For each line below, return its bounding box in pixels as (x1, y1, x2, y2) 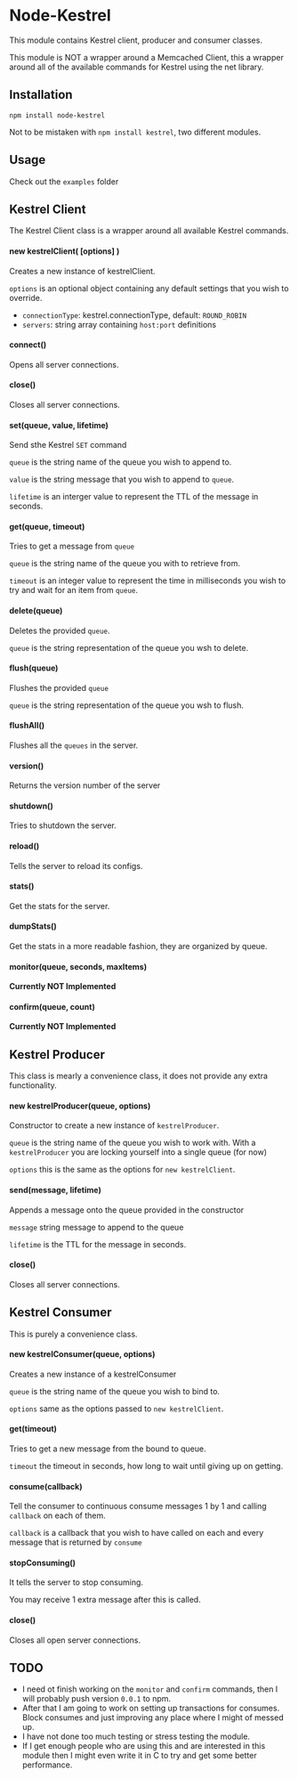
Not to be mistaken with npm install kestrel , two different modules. (9, 126, 262, 137)
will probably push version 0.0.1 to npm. (21, 1694, 172, 1704)
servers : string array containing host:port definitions (21, 319, 216, 329)
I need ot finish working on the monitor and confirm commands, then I (21, 1684, 278, 1694)
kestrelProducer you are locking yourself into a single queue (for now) (9, 1147, 267, 1158)
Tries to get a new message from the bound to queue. (9, 1443, 206, 1454)
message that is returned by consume (9, 1537, 142, 1547)
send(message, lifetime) (9, 1185, 102, 1196)
